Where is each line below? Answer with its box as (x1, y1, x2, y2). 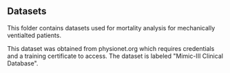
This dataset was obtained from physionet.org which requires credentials (7, 44, 215, 52)
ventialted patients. (7, 31, 62, 39)
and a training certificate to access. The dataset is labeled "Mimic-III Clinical (7, 52, 224, 60)
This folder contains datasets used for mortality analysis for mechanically (7, 23, 216, 32)
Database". (7, 59, 39, 67)
